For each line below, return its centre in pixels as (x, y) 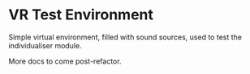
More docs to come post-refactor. (65, 61)
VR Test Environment (81, 15)
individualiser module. (45, 45)
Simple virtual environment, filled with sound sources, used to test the (125, 37)
